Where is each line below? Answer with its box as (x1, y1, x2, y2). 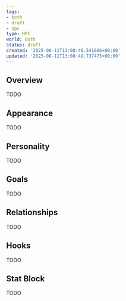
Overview (6, 75, 43, 85)
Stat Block (6, 274, 45, 284)
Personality (6, 141, 50, 151)
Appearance (6, 108, 53, 118)
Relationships (6, 207, 58, 218)
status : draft (6, 42, 42, 48)
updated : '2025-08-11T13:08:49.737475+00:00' (6, 53, 121, 59)
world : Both (6, 36, 36, 42)
